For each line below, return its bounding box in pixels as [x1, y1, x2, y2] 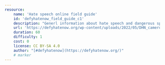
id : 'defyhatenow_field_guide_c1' [13, 16, 84, 21]
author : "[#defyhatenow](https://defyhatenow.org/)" [13, 48, 124, 53]
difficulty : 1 [13, 35, 42, 40]
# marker [13, 52, 32, 58]
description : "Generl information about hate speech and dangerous [13, 21, 155, 26]
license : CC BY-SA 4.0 [13, 43, 60, 48]
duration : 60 [13, 30, 40, 35]
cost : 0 [13, 39, 29, 44]
